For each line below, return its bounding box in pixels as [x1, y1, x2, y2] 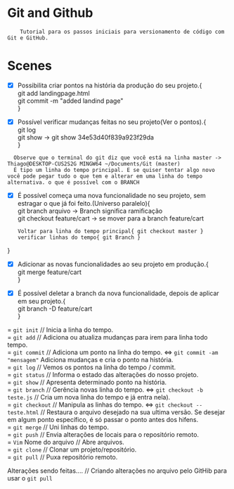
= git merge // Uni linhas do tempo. [7, 423, 109, 431]
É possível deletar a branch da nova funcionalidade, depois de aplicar [17, 289, 219, 297]
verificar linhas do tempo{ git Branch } [17, 234, 141, 241]
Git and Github [7, 5, 93, 21]
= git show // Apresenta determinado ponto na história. [7, 378, 167, 387]
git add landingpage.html [17, 89, 90, 97]
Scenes [7, 58, 53, 74]
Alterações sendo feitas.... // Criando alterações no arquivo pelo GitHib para [7, 466, 227, 475]
